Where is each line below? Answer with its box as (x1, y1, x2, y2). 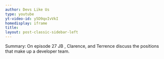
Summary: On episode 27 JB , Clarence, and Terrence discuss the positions (5, 43, 159, 49)
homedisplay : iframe (5, 20, 48, 26)
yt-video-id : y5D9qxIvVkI (5, 16, 58, 21)
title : (5, 25, 19, 30)
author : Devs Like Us (5, 7, 50, 12)
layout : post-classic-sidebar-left (5, 30, 79, 35)
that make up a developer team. (5, 48, 70, 54)
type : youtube (5, 12, 35, 17)
